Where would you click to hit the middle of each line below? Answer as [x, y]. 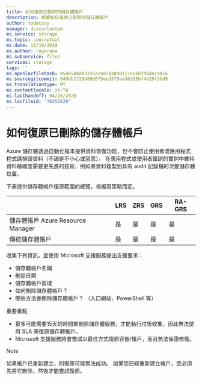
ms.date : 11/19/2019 [32, 46]
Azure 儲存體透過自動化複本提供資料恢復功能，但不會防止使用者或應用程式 [99, 151]
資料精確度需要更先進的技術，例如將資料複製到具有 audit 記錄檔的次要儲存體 [101, 166]
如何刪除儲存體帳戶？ [41, 290]
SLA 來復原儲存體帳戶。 [51, 331]
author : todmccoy [28, 23]
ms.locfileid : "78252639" [38, 101]
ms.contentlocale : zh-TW [37, 90]
